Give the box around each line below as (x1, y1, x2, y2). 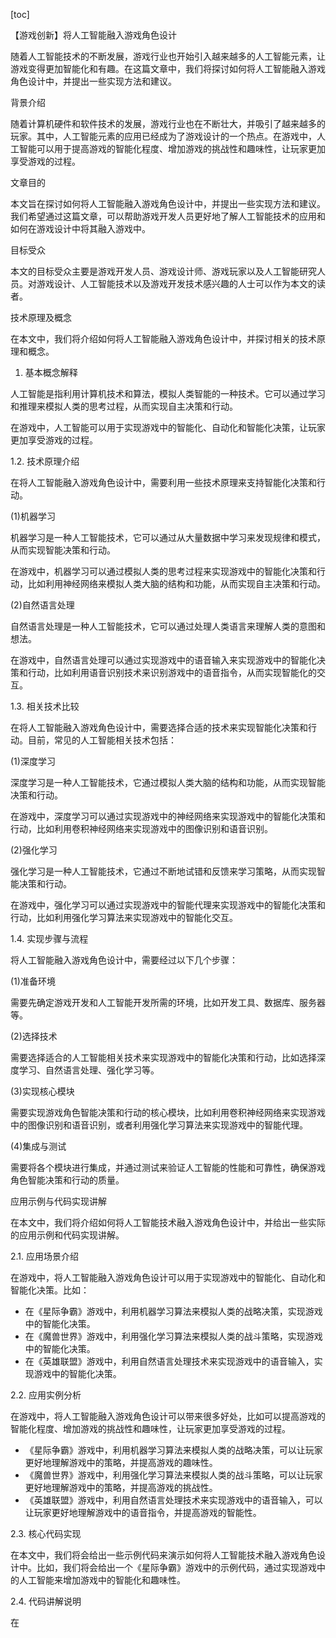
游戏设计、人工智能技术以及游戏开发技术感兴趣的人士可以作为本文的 (36, 278, 317, 289)
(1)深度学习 (10, 755, 56, 767)
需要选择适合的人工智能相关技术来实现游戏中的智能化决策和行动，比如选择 (10, 1052, 317, 1063)
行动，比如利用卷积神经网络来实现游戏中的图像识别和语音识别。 (10, 823, 273, 834)
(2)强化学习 (10, 844, 58, 856)
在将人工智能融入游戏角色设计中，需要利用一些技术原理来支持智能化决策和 (10, 477, 317, 488)
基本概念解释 (24, 367, 78, 378)
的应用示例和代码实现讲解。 (10, 1229, 125, 1241)
